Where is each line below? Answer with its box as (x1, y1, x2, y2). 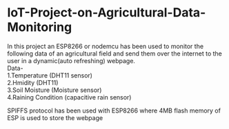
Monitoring (7, 19, 72, 35)
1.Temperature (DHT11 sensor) (7, 71, 93, 80)
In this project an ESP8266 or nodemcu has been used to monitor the (7, 42, 204, 50)
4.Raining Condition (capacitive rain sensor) (7, 93, 132, 101)
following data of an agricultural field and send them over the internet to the (7, 49, 223, 58)
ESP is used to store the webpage (7, 113, 103, 121)
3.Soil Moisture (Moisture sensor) (7, 86, 102, 94)
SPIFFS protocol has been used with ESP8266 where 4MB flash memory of (7, 106, 221, 115)
